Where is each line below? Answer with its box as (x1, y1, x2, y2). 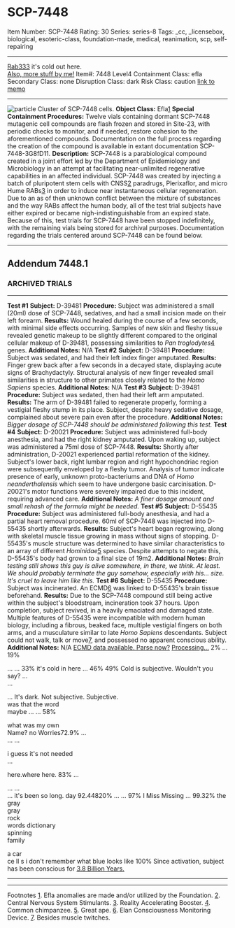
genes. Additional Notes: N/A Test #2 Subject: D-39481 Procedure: (7, 345, 205, 354)
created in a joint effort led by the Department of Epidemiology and (7, 157, 201, 165)
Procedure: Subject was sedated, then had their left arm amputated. (7, 390, 204, 399)
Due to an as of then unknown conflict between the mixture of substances (7, 194, 221, 202)
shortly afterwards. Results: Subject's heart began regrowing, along (27, 524, 224, 532)
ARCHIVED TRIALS (7, 279, 73, 289)
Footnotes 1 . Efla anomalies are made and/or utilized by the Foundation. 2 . (7, 891, 220, 899)
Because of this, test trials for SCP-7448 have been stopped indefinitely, (7, 216, 215, 224)
